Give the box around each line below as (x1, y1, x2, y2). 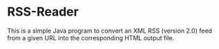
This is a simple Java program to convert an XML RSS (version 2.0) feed (7, 27, 213, 35)
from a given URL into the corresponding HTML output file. (7, 33, 175, 42)
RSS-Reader (7, 4, 79, 20)
